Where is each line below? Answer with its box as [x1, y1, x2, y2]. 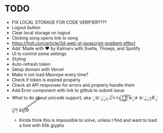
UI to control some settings [11, 50, 67, 57]
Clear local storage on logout [11, 30, 71, 35]
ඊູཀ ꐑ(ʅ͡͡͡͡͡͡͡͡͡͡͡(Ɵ [11, 107, 29, 113]
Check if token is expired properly [11, 77, 81, 83]
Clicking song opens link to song [11, 35, 78, 41]
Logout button [11, 24, 41, 30]
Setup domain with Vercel [11, 66, 64, 72]
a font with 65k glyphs [19, 122, 64, 128]
